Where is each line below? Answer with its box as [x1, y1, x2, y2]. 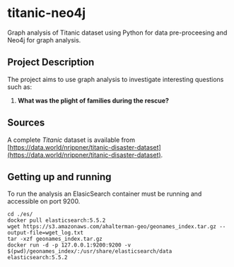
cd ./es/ [7, 210, 33, 218]
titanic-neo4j [7, 5, 86, 21]
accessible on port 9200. [7, 197, 81, 206]
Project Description [7, 57, 95, 69]
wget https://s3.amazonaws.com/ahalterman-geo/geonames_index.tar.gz [7, 223, 217, 230]
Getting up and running [7, 171, 112, 183]
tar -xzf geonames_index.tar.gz [7, 235, 103, 243]
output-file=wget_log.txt [7, 230, 83, 237]
